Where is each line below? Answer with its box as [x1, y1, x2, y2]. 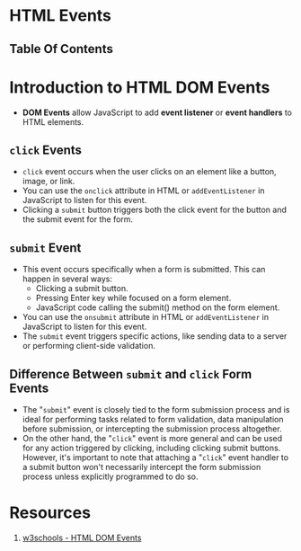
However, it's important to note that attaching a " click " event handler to [22, 451, 289, 463]
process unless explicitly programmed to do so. [22, 471, 199, 482]
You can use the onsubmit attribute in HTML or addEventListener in [22, 312, 270, 323]
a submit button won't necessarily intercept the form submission [22, 461, 261, 472]
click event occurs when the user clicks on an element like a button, [22, 166, 277, 177]
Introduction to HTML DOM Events [9, 77, 270, 97]
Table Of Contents [9, 41, 114, 57]
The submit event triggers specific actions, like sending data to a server [22, 331, 288, 342]
